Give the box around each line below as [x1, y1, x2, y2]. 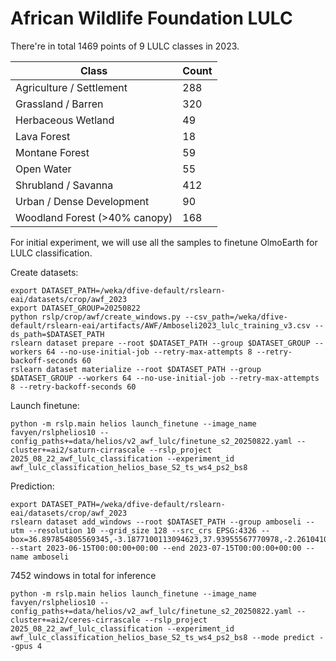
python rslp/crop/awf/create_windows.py [10, 312, 182, 322]
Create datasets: [10, 266, 79, 278]
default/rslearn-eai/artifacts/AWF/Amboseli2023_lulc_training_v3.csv [10, 320, 311, 331]
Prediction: [10, 480, 55, 492]
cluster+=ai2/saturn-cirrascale [10, 445, 145, 455]
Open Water [15, 162, 72, 176]
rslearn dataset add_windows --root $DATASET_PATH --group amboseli [10, 517, 302, 527]
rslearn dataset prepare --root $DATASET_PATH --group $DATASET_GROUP [10, 338, 311, 348]
